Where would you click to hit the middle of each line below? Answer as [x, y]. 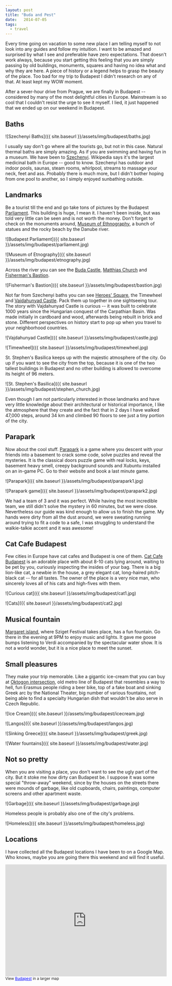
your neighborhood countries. [37, 328]
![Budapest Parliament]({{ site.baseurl [45, 239]
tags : [11, 24]
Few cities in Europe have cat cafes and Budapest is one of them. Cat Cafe [84, 556]
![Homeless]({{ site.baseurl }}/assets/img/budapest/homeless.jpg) [75, 823]
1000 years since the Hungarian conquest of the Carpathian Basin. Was [81, 311]
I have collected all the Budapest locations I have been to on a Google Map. [85, 852]
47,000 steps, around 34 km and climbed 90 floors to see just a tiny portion [85, 415]
